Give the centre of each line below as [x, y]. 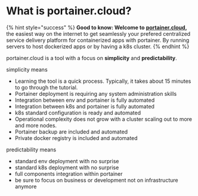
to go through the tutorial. [46, 87]
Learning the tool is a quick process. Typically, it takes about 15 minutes [103, 81]
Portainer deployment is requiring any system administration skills [96, 94]
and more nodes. [36, 125]
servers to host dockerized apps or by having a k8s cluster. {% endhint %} [98, 46]
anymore [26, 186]
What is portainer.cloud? [69, 11]
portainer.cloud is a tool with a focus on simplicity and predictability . [92, 58]
